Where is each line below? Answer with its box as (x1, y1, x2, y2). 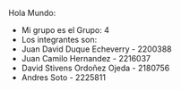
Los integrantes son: (21, 35, 98, 45)
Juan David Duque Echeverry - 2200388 (21, 44, 172, 54)
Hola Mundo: (8, 8, 56, 18)
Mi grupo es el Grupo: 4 (21, 25, 109, 35)
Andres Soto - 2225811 (21, 72, 107, 83)
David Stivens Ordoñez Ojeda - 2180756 (21, 62, 170, 73)
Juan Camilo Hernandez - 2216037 (21, 53, 151, 63)
